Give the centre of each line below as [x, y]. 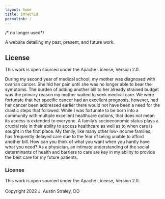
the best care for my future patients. [42, 157]
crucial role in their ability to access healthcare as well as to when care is [79, 126]
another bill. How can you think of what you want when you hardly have [77, 142]
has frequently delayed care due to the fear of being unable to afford [74, 137]
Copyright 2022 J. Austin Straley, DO [42, 191]
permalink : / [18, 19]
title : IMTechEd [22, 14]
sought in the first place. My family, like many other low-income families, [78, 131]
